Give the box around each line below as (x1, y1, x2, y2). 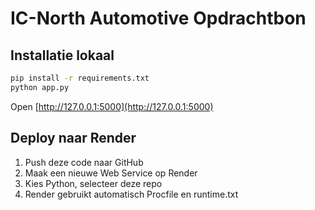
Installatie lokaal (10, 47, 115, 64)
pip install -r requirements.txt (10, 73, 150, 83)
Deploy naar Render (10, 130, 137, 147)
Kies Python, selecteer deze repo (24, 177, 163, 189)
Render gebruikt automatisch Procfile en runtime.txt (24, 188, 239, 200)
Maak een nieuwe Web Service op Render (24, 167, 198, 179)
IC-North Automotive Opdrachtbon (10, 7, 307, 30)
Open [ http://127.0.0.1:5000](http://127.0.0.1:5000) (10, 100, 214, 112)
